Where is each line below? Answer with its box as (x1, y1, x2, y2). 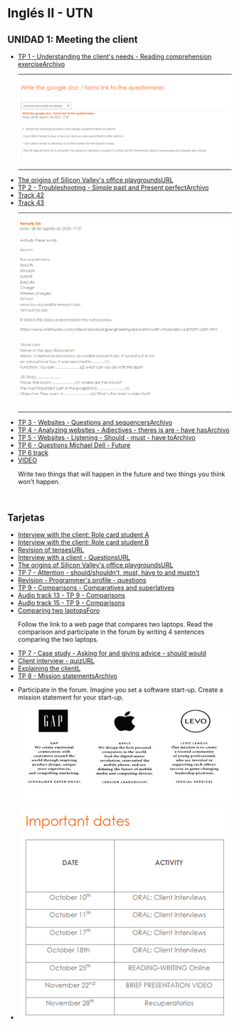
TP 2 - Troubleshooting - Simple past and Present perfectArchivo (17, 183, 209, 192)
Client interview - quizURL (17, 657, 95, 665)
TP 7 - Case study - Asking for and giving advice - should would (17, 649, 206, 657)
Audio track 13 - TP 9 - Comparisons (17, 591, 126, 600)
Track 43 (17, 198, 45, 207)
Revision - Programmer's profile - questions (17, 576, 147, 585)
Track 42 (17, 190, 45, 199)
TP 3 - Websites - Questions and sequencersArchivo (17, 418, 173, 426)
